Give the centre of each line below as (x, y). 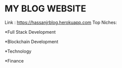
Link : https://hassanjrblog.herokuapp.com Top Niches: (61, 22)
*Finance (14, 61)
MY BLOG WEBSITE (45, 9)
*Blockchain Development (31, 41)
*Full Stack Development (30, 32)
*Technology (18, 51)
